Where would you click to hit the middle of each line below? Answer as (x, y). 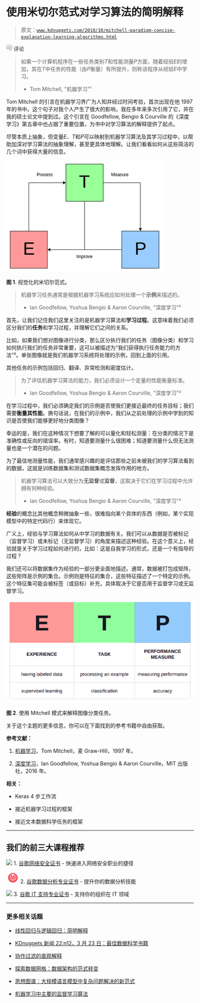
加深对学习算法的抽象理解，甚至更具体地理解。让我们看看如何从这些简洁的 (102, 144)
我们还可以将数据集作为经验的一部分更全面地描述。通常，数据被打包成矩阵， (100, 568)
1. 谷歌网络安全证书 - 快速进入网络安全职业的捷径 (74, 863)
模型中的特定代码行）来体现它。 (45, 521)
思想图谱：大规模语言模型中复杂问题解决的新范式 (75, 981)
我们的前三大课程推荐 (45, 848)
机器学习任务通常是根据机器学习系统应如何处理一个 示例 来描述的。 (101, 295)
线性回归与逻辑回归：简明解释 (51, 930)
